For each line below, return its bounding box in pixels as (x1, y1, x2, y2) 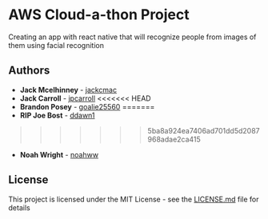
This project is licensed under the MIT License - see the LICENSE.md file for (8, 194, 259, 204)
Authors (8, 64, 50, 78)
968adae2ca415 (147, 134, 202, 144)
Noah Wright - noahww (19, 149, 98, 159)
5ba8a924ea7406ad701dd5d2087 (147, 125, 260, 135)
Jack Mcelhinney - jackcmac (19, 85, 118, 94)
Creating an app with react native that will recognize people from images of (8, 32, 257, 42)
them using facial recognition (8, 40, 104, 50)
